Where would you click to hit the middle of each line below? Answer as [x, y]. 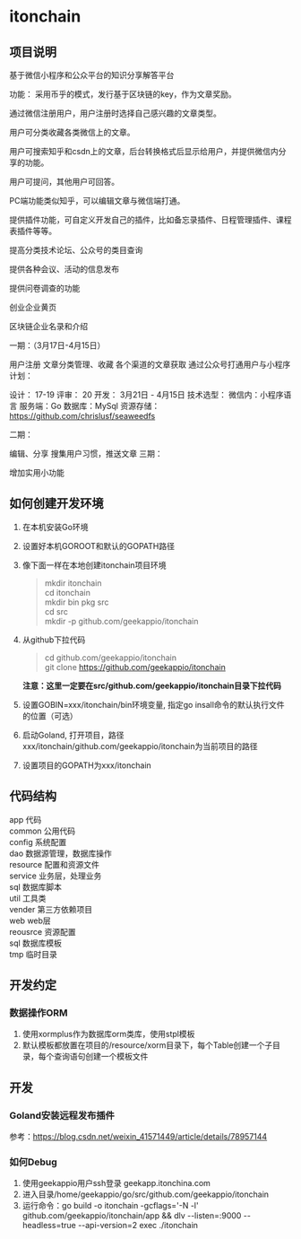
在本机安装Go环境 [55, 527]
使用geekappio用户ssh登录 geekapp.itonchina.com [116, 1183]
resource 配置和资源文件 [55, 864]
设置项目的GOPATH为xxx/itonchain [87, 765]
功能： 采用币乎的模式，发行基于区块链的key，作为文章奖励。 [123, 94]
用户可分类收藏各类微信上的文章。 [72, 132]
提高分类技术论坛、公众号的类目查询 [76, 250]
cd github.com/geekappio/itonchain [111, 658]
